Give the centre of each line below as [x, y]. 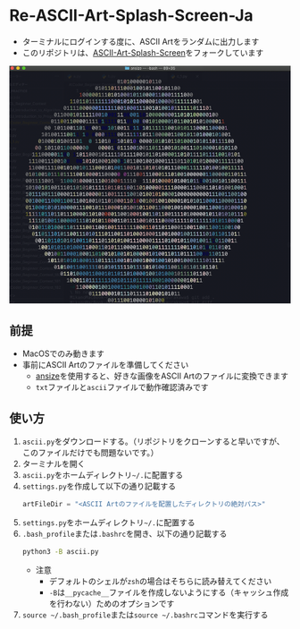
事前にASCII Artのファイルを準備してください [105, 365]
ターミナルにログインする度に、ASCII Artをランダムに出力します [141, 41]
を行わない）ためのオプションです [112, 604]
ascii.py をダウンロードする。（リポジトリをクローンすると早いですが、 [153, 442]
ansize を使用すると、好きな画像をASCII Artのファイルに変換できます [162, 376]
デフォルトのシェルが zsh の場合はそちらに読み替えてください [160, 582]
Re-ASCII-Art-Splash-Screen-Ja [131, 16]
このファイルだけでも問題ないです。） [90, 453]
